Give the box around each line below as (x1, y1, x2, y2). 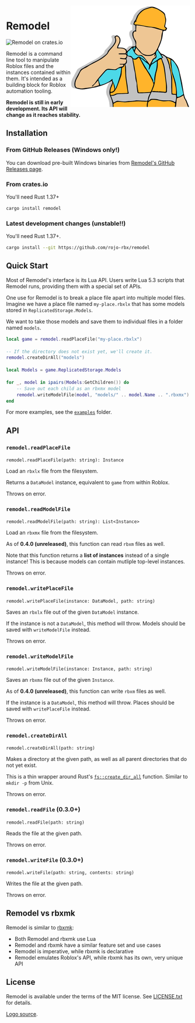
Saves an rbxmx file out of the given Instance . (6, 676, 115, 683)
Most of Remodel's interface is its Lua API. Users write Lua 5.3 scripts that (6, 276, 184, 283)
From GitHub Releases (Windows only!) (6, 146, 120, 154)
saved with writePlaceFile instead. (6, 705, 91, 712)
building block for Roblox (6, 81, 66, 88)
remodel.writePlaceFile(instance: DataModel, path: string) (6, 598, 156, 604)
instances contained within (6, 69, 71, 76)
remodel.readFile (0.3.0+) (6, 806, 81, 814)
